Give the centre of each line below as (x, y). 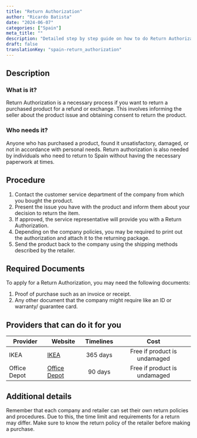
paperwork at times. (30, 162)
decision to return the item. (47, 213)
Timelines (99, 341)
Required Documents (45, 268)
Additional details (39, 396)
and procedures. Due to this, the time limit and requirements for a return (93, 416)
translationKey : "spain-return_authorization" (64, 50)
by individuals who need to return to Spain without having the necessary (94, 155)
